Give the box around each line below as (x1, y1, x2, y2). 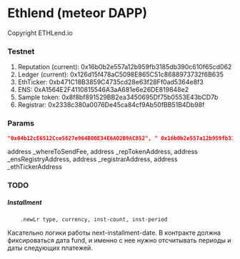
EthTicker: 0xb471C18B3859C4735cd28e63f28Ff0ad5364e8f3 (17, 78, 204, 86)
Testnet (7, 46, 35, 56)
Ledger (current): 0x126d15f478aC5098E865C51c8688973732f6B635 (17, 70, 224, 79)
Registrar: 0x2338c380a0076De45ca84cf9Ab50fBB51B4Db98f (17, 101, 205, 109)
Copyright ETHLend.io (7, 29, 73, 37)
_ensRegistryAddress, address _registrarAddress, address (7, 155, 178, 163)
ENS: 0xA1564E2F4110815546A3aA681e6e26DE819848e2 (17, 86, 189, 94)
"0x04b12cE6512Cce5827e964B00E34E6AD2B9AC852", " (7, 134, 159, 142)
